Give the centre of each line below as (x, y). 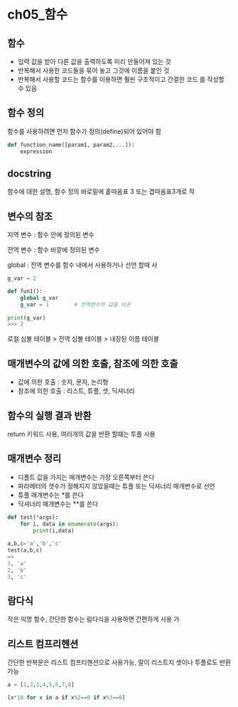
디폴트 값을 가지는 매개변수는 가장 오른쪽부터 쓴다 (86, 477)
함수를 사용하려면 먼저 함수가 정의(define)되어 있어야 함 (85, 131)
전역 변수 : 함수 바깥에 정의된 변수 (54, 250)
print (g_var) (27, 318)
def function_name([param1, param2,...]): (71, 145)
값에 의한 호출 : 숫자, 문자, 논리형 (63, 382)
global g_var (39, 298)
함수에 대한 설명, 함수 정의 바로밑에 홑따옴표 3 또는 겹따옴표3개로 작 (101, 192)
